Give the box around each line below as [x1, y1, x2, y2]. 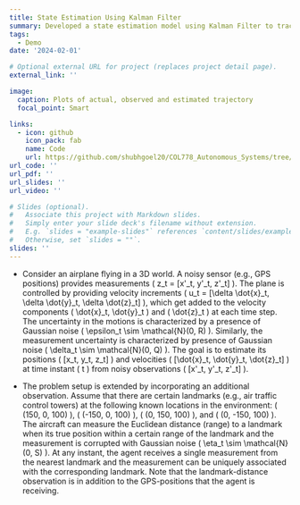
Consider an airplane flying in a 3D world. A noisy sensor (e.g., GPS [21, 268, 271, 279]
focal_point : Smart [17, 104, 90, 113]
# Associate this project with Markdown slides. [9, 211, 202, 220]
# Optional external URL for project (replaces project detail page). [9, 63, 278, 72]
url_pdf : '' [9, 169, 54, 179]
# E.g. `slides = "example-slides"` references [9, 227, 198, 237]
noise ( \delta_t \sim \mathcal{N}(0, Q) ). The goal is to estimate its [21, 344, 267, 355]
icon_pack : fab [25, 136, 82, 146]
